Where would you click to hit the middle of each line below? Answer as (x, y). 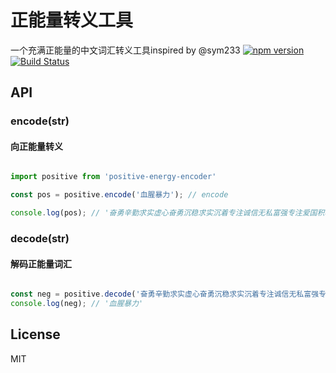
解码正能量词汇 (41, 263)
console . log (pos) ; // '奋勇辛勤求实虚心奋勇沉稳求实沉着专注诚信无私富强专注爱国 (164, 213)
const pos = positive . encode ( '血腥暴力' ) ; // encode (119, 195)
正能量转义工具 (72, 20)
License (35, 334)
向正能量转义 (36, 146)
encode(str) (40, 121)
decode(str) (40, 238)
